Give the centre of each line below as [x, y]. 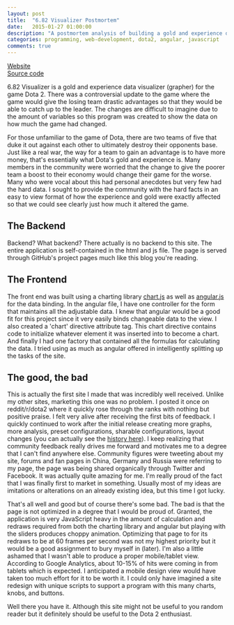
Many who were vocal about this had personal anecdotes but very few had [114, 182]
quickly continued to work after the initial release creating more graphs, [110, 424]
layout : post [26, 14]
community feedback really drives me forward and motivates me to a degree [117, 446]
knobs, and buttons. [36, 593]
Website [19, 66]
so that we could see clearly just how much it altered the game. [98, 204]
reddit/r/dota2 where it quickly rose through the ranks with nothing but [108, 409]
